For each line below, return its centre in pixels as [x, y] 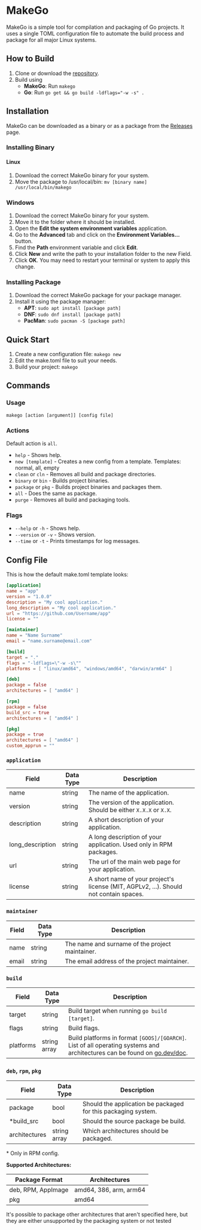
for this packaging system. [120, 1112]
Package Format [39, 1180]
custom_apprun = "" [31, 746]
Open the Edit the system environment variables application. [91, 228]
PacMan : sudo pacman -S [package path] [74, 321]
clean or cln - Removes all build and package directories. [85, 474]
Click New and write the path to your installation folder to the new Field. [103, 253]
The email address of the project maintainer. [127, 961]
